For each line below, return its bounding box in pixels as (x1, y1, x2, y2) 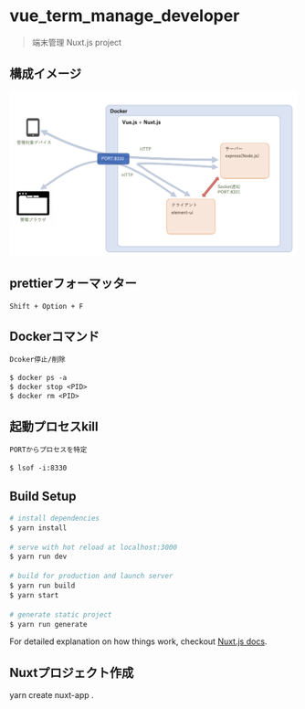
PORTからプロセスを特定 (9, 445, 88, 455)
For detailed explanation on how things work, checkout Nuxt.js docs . (9, 636, 268, 647)
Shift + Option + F (9, 302, 84, 311)
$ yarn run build (9, 581, 76, 590)
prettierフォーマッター (9, 276, 137, 291)
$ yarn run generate (9, 619, 89, 629)
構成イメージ (9, 66, 82, 82)
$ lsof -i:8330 (9, 463, 68, 473)
